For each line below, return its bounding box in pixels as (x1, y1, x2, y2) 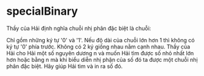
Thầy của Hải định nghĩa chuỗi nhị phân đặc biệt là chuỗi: (6, 25, 151, 32)
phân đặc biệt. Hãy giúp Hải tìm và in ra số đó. (6, 63, 123, 70)
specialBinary (6, 4, 78, 18)
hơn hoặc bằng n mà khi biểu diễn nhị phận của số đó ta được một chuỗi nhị (6, 56, 198, 63)
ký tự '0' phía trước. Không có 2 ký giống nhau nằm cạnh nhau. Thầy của (6, 43, 191, 50)
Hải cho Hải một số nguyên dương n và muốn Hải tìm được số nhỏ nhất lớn (6, 49, 194, 56)
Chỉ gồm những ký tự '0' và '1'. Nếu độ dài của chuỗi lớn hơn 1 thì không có (6, 36, 195, 44)
